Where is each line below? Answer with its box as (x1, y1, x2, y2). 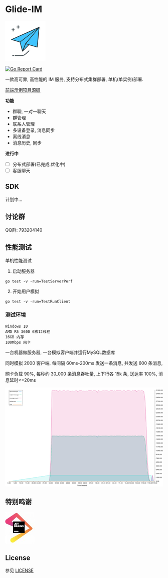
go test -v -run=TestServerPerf (5, 278, 73, 284)
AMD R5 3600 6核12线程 (5, 329, 51, 334)
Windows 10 (5, 324, 28, 329)
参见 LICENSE (5, 567, 34, 573)
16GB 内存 (5, 334, 24, 339)
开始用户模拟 (12, 288, 39, 294)
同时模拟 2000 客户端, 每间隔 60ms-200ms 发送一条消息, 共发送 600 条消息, (5, 360, 163, 366)
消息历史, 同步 (12, 139, 42, 146)
